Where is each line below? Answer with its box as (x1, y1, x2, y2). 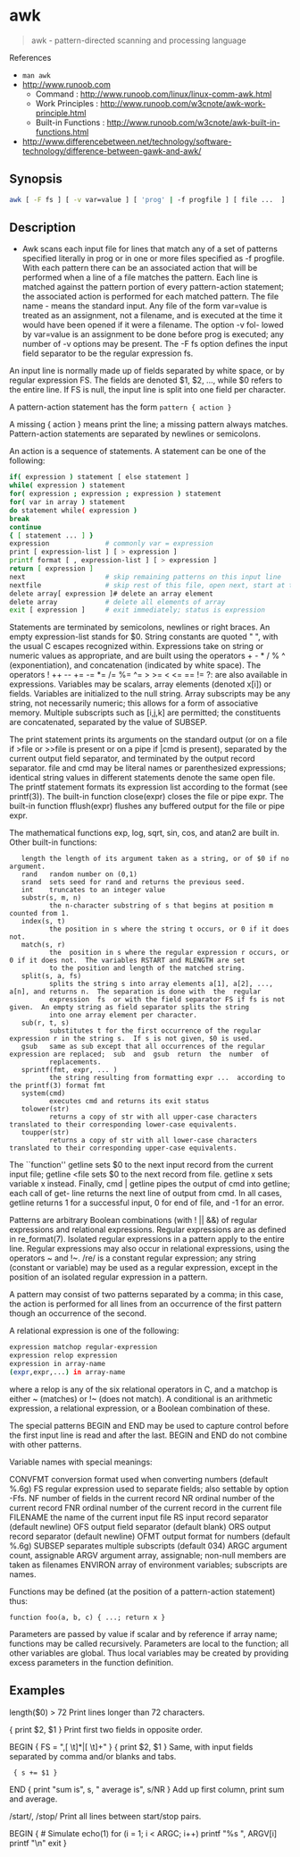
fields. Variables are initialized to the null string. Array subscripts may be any (9, 688, 291, 699)
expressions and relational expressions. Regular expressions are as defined (9, 1224, 287, 1235)
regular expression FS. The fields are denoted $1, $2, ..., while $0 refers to (9, 375, 283, 385)
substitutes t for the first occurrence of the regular (48, 1026, 262, 1035)
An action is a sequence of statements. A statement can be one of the (9, 446, 266, 457)
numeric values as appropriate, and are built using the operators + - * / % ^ (9, 650, 286, 662)
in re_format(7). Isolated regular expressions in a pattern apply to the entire (9, 1234, 285, 1245)
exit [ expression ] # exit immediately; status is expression (9, 605, 266, 615)
